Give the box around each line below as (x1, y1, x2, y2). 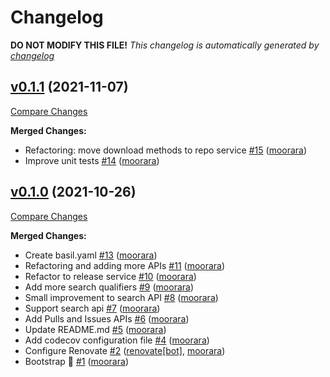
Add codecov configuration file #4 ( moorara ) (24, 334, 210, 346)
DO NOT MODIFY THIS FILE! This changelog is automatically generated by (10, 39, 320, 51)
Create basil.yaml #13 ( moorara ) (24, 249, 158, 261)
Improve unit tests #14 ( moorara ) (24, 154, 160, 166)
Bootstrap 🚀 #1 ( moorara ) (24, 355, 129, 367)
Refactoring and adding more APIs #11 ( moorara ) (24, 259, 226, 271)
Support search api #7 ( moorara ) (24, 302, 161, 314)
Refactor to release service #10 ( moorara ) (24, 270, 197, 282)
